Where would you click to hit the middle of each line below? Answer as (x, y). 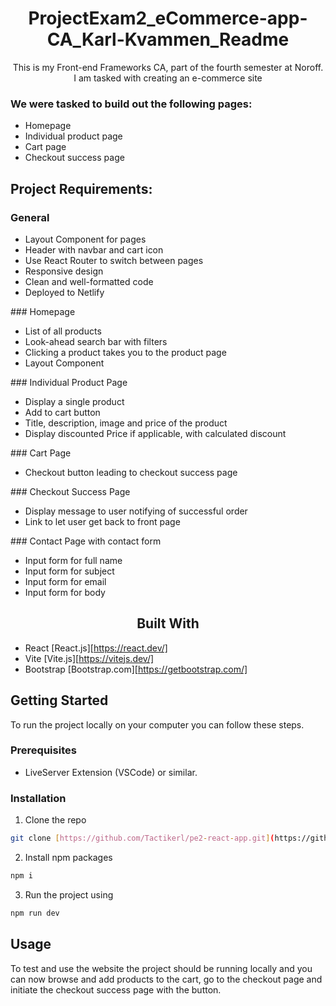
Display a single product (74, 401)
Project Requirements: (81, 188)
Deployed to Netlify (64, 292)
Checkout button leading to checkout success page (131, 472)
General (30, 217)
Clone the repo (55, 820)
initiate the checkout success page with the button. (116, 989)
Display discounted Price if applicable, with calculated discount (155, 433)
